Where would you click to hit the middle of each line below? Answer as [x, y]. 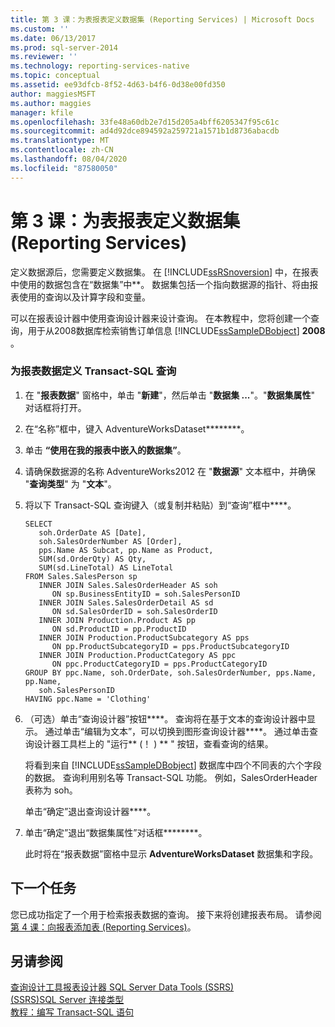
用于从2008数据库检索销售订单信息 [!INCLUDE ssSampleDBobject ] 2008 [176, 330]
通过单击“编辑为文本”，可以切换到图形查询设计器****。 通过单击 [177, 731]
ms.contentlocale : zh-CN [62, 150]
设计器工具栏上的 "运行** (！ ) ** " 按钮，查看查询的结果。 [153, 743]
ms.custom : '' [40, 29]
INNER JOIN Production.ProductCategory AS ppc [137, 655]
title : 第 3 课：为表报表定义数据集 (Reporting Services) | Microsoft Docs [162, 19]
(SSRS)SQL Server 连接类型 [67, 1000]
